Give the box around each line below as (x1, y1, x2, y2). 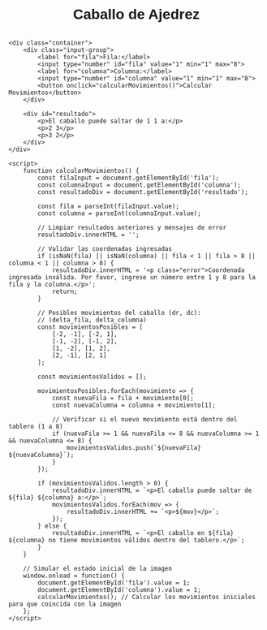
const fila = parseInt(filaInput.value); (37, 202, 180, 210)
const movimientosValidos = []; (37, 373, 148, 381)
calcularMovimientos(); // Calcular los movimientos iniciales (37, 593, 256, 601)
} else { (37, 521, 67, 530)
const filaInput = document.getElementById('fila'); (37, 174, 220, 182)
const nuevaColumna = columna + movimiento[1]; (51, 401, 217, 409)
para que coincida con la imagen (8, 600, 122, 608)
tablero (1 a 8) (8, 422, 63, 430)
